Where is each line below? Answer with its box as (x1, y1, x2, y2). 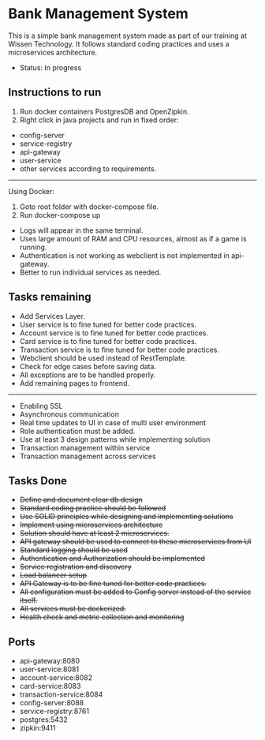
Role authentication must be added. (19, 426, 136, 435)
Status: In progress (19, 62, 82, 72)
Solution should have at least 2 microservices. (19, 529, 170, 538)
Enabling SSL (19, 401, 63, 410)
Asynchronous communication (19, 409, 120, 419)
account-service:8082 (19, 673, 93, 682)
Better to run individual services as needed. (19, 267, 162, 277)
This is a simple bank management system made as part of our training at (8, 31, 247, 40)
